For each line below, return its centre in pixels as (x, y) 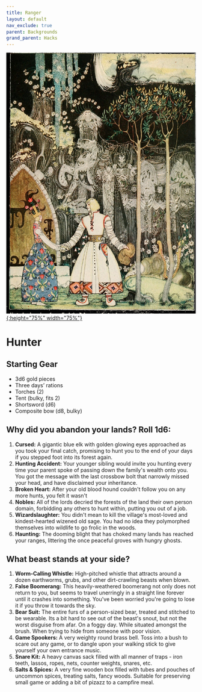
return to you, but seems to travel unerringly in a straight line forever (99, 593)
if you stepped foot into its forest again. (64, 457)
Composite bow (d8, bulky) (48, 411)
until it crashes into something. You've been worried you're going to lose (105, 599)
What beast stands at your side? (68, 559)
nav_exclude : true (29, 25)
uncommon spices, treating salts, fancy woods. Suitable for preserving (103, 676)
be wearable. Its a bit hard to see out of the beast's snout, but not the (101, 619)
